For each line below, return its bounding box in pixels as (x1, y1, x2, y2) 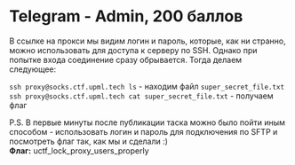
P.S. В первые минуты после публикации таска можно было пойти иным (9, 117, 286, 128)
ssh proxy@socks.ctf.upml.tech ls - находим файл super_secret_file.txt (9, 81, 285, 91)
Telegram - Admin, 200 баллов (9, 6, 243, 27)
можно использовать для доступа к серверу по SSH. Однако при (9, 44, 258, 55)
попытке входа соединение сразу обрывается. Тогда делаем (9, 54, 243, 65)
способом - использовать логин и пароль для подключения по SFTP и (9, 126, 278, 137)
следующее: (9, 64, 57, 75)
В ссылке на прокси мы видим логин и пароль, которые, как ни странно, (9, 35, 286, 46)
